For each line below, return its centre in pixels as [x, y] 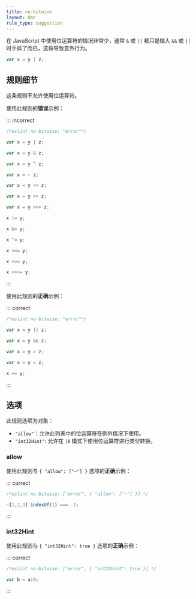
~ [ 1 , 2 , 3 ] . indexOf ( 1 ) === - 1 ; [43, 505]
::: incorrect [20, 120]
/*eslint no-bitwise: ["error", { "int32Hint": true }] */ [82, 568]
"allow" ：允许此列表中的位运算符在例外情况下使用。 [79, 434]
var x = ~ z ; [22, 175]
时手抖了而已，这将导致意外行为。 [48, 48]
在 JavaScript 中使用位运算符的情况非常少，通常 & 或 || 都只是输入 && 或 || [98, 41]
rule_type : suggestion [34, 23]
